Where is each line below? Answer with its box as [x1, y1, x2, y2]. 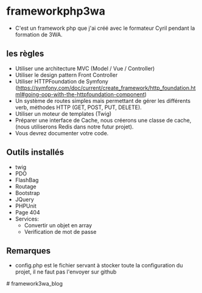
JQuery [15, 196, 35, 203]
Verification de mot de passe [24, 228, 97, 235]
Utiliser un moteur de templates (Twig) [15, 110, 112, 117]
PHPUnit [15, 202, 37, 210]
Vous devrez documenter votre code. [15, 129, 109, 136]
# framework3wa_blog [6, 280, 63, 288]
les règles [6, 49, 44, 59]
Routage [15, 183, 37, 190]
